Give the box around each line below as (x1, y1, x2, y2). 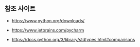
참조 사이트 (4, 4, 36, 13)
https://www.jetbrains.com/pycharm (11, 27, 85, 33)
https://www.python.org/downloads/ (11, 17, 85, 23)
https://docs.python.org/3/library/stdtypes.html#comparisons (11, 36, 135, 42)
